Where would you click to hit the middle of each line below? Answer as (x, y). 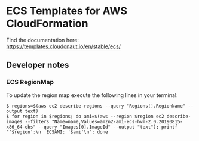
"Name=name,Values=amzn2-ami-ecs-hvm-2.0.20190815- (117, 121)
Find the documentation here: (43, 40)
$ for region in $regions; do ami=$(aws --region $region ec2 (85, 116)
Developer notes (38, 65)
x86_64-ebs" (21, 127)
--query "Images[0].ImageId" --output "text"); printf (108, 127)
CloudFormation (47, 23)
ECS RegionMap (30, 82)
